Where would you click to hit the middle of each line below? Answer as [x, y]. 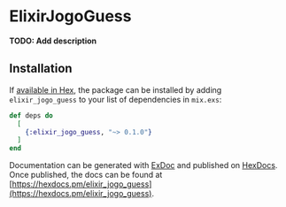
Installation [41, 69]
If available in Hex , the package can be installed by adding [116, 89]
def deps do [31, 115]
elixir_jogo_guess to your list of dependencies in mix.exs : [116, 99]
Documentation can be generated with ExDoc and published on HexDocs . [143, 165]
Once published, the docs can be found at [86, 175]
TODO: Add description [53, 41]
